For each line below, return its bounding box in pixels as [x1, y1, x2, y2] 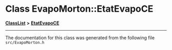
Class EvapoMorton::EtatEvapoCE [5, 3, 154, 15]
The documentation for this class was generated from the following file [5, 34, 155, 41]
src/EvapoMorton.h [5, 40, 45, 45]
